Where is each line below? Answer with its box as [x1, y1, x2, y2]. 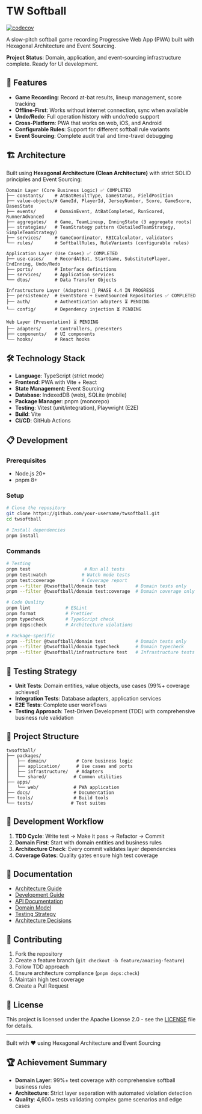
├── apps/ [6, 779, 31, 785]
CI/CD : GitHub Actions [14, 417, 71, 424]
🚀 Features [6, 78, 47, 88]
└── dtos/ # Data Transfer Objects [6, 277, 117, 283]
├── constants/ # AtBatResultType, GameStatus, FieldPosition [6, 193, 173, 199]
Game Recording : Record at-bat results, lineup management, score [14, 93, 182, 101]
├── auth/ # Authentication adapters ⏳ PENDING [6, 299, 150, 305]
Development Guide [14, 891, 64, 899]
